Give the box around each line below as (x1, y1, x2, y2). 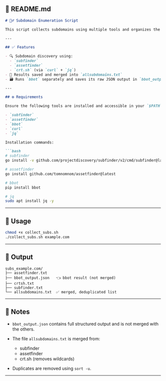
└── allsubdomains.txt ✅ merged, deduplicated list (5, 289, 117, 294)
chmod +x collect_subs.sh (5, 230, 58, 235)
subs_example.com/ (5, 266, 43, 271)
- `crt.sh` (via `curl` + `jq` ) (9, 67, 77, 72)
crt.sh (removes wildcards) (19, 356, 75, 362)
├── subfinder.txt (5, 285, 43, 290)
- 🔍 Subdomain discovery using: (5, 54, 73, 59)
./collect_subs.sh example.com (5, 235, 70, 239)
